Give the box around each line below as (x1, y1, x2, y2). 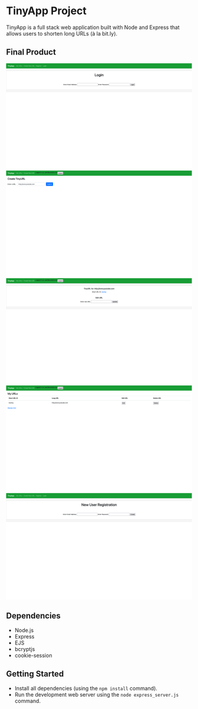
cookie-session (14, 652, 52, 659)
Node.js (14, 626, 34, 634)
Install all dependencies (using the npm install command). (14, 685, 158, 692)
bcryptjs (14, 645, 35, 652)
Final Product (6, 47, 56, 57)
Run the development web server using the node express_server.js (14, 691, 179, 698)
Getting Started (6, 669, 64, 679)
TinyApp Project (6, 4, 87, 18)
